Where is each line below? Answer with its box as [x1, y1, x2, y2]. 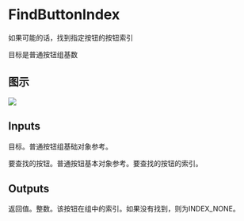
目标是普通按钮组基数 [8, 49, 78, 59]
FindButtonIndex [8, 6, 120, 24]
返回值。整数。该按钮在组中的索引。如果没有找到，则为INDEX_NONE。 [8, 204, 240, 214]
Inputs [8, 119, 41, 133]
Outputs [8, 181, 50, 196]
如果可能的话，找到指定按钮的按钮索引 [8, 33, 133, 42]
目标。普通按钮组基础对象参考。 [8, 142, 112, 151]
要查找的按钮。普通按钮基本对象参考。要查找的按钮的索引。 [8, 158, 203, 168]
